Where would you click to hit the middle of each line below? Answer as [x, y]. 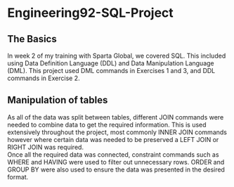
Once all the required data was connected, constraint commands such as [113, 154]
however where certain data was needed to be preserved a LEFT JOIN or [113, 139]
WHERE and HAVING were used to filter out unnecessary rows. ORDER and [116, 162]
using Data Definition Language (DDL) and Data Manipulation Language [111, 63]
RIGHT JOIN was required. [46, 147]
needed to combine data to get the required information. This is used [107, 124]
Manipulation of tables [58, 100]
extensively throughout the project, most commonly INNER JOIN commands [117, 132]
